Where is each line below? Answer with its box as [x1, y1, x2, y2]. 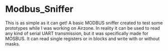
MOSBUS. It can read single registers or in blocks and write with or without [5, 36, 160, 42]
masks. [5, 41, 20, 47]
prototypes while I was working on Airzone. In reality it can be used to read [5, 25, 160, 31]
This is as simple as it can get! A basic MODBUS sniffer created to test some [5, 20, 163, 26]
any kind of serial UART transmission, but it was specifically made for [5, 30, 149, 36]
